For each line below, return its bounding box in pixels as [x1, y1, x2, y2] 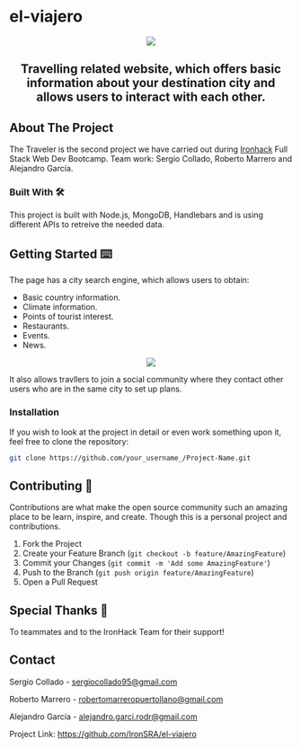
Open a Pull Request [22, 576, 99, 587]
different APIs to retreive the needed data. [9, 219, 164, 230]
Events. [22, 330, 51, 341]
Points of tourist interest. [22, 312, 114, 322]
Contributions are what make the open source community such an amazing [9, 502, 288, 513]
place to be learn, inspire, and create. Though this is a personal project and [9, 512, 288, 523]
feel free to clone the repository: [9, 436, 128, 446]
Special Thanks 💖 [9, 603, 109, 618]
